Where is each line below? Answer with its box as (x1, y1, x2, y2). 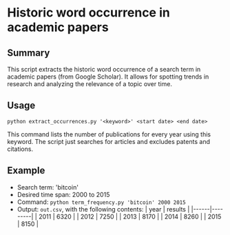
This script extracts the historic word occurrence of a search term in (7, 65, 201, 73)
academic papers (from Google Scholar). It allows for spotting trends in (7, 72, 209, 81)
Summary (7, 47, 50, 59)
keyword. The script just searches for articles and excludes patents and (7, 137, 210, 145)
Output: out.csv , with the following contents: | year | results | (17, 205, 190, 213)
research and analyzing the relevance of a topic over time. (7, 80, 172, 88)
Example (7, 165, 45, 176)
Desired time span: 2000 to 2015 (17, 190, 110, 198)
